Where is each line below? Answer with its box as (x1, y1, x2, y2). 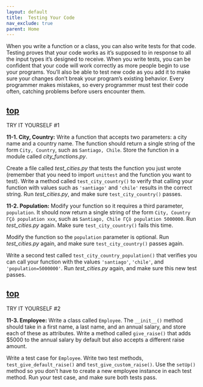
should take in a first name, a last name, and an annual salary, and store (6, 323, 187, 330)
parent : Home (6, 26, 40, 32)
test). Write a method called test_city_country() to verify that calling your (6, 178, 193, 185)
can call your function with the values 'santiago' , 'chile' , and (6, 258, 164, 265)
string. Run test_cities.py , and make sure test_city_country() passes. (6, 190, 182, 198)
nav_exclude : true (6, 20, 53, 26)
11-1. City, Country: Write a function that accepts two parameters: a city (6, 133, 187, 141)
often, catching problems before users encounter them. (6, 88, 146, 95)
